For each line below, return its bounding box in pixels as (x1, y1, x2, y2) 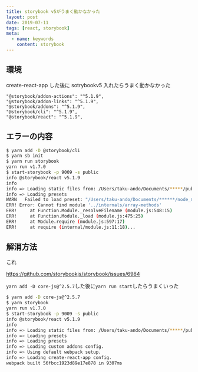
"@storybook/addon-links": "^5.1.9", (6, 98, 99, 104)
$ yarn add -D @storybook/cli (6, 147, 81, 153)
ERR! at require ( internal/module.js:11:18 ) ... (6, 224, 136, 230)
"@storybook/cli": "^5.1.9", (6, 108, 78, 115)
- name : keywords (11, 36, 54, 42)
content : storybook (16, 42, 65, 48)
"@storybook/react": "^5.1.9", (6, 114, 83, 120)
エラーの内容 (6, 131, 53, 141)
